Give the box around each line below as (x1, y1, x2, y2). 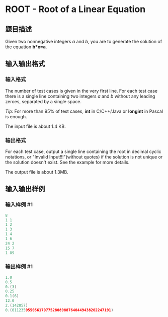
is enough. (5, 113, 27, 119)
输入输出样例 (5, 185, 45, 193)
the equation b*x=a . (5, 44, 47, 50)
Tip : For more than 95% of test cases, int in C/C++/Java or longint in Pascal (5, 108, 163, 114)
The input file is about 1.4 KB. (5, 123, 66, 129)
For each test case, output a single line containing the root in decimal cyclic (5, 148, 162, 154)
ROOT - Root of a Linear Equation (5, 4, 146, 15)
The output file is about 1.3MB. (5, 169, 69, 175)
